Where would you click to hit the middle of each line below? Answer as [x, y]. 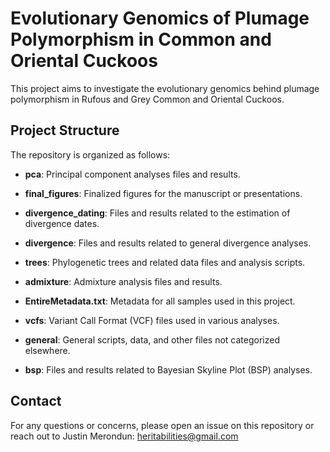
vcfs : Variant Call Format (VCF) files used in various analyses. [152, 320]
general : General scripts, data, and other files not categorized [152, 339]
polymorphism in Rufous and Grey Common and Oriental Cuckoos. [147, 99]
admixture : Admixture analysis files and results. [123, 281]
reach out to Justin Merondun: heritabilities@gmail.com [124, 436]
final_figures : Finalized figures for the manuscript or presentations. [163, 193]
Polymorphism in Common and [141, 39]
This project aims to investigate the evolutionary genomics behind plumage [165, 88]
